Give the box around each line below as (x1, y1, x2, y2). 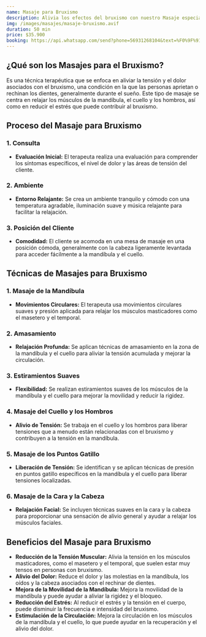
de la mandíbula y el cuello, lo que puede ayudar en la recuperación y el (15, 619, 197, 626)
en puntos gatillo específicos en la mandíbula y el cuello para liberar (15, 470, 188, 477)
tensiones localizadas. (15, 477, 72, 484)
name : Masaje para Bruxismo (6, 9, 78, 15)
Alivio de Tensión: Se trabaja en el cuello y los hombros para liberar (15, 421, 188, 429)
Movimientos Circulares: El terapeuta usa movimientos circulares (15, 300, 182, 308)
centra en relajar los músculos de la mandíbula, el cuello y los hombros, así (6, 96, 196, 103)
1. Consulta (6, 139, 40, 147)
